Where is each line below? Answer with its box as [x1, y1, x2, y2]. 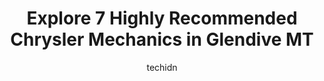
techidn [146, 61, 178, 73]
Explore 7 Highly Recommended [26, 7, 298, 30]
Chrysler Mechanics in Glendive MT [10, 28, 314, 51]
